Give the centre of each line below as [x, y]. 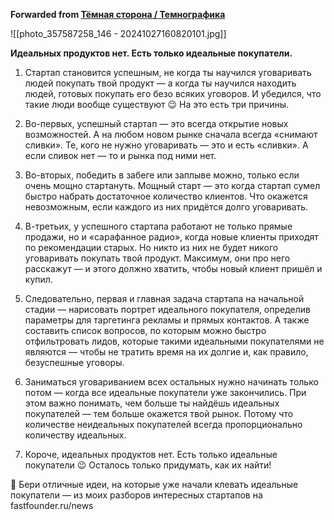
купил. [38, 279]
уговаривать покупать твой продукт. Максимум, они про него [157, 258]
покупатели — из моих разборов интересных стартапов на [136, 495]
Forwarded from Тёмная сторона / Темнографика [118, 14]
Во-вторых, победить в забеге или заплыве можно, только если [162, 175]
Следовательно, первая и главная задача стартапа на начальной [164, 298]
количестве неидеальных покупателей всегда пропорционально [163, 424]
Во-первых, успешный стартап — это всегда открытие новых [156, 123]
